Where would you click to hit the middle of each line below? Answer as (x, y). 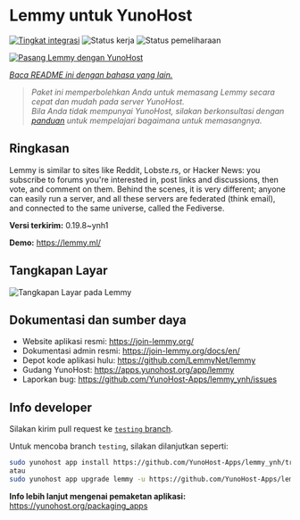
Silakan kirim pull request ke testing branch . (91, 429)
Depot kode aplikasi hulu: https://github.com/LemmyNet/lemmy (139, 360)
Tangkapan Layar (58, 271)
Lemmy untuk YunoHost (101, 16)
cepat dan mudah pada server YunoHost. (108, 101)
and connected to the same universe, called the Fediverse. (117, 208)
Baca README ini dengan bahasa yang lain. (91, 74)
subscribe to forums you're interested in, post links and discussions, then (144, 179)
